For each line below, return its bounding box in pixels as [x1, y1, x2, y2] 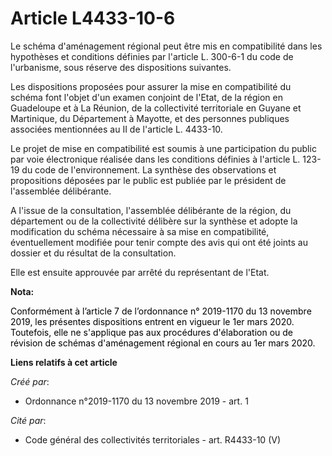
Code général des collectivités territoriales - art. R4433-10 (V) [24, 433, 282, 446]
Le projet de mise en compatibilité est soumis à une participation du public [10, 142, 317, 154]
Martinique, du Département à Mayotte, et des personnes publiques [10, 112, 290, 124]
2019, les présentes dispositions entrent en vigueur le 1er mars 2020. [10, 315, 295, 327]
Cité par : [10, 414, 47, 426]
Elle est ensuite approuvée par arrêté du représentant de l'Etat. [10, 266, 270, 278]
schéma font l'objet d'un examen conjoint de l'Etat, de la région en [10, 91, 283, 103]
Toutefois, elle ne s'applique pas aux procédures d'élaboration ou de [10, 326, 294, 338]
